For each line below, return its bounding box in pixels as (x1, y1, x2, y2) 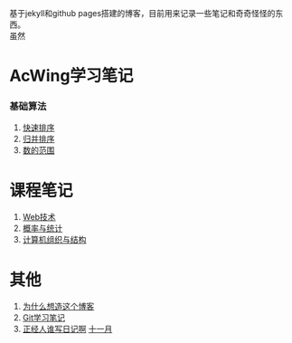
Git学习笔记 (22, 312, 66, 323)
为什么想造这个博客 (22, 301, 95, 312)
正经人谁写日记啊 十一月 (22, 324, 113, 335)
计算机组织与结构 (22, 234, 87, 245)
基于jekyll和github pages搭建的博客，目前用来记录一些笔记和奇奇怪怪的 (9, 8, 276, 18)
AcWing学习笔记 (9, 66, 134, 86)
